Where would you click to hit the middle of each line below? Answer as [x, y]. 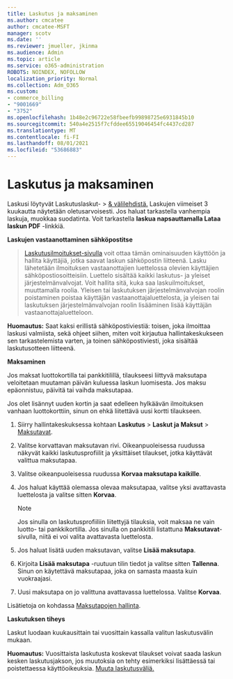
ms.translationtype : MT [42, 130]
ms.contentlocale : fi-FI [43, 137]
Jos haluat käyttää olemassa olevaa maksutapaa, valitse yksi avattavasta [121, 487]
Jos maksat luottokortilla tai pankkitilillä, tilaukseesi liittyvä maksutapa [107, 375]
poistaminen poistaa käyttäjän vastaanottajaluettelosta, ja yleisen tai [122, 297]
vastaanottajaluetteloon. [59, 312]
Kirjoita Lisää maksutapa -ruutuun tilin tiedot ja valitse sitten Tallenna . [118, 563]
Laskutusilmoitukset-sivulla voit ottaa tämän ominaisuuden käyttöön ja [125, 253]
